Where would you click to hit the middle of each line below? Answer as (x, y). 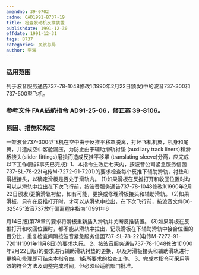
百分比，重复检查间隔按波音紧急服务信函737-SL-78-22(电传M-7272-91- (94, 236)
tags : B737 (20, 39)
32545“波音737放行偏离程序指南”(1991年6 (57, 209)
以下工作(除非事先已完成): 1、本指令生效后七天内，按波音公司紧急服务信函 (97, 165)
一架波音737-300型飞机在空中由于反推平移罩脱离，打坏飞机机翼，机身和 (95, 142)
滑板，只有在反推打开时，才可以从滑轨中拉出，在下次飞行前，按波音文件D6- (99, 201)
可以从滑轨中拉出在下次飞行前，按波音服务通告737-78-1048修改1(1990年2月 (99, 187)
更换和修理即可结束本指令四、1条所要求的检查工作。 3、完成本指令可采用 (96, 258)
